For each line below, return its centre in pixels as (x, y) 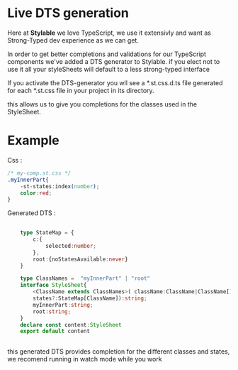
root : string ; (52, 311)
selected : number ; (71, 246)
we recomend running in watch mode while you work (85, 359)
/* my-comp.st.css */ (39, 173)
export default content (55, 332)
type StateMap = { (47, 233)
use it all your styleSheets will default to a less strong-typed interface (109, 69)
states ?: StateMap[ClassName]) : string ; (90, 298)
